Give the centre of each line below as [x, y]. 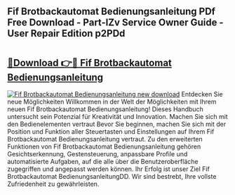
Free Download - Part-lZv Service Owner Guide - [115, 23]
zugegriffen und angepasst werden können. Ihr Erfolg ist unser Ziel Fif [109, 169]
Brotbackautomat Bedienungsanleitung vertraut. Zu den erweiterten [105, 139]
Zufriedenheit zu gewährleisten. [53, 184]
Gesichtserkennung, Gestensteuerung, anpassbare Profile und [98, 154]
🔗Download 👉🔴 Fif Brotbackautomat [89, 63]
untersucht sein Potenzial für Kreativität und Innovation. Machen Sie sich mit [117, 117]
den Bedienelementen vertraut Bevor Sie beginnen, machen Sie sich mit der [117, 124]
